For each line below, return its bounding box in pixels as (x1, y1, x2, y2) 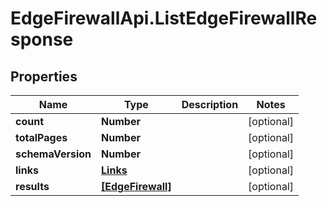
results (15, 180, 50, 193)
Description (181, 98, 239, 111)
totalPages (15, 131, 68, 144)
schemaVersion (15, 147, 92, 161)
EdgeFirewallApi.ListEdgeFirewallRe (10, 7, 318, 30)
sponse (10, 28, 74, 51)
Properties (10, 68, 78, 85)
